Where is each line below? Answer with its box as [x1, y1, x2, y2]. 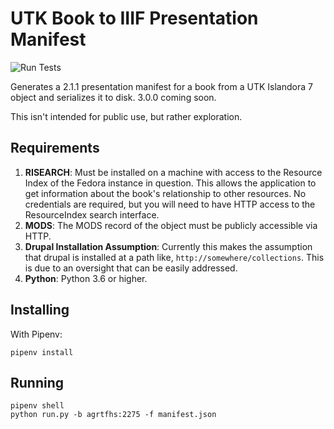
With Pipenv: [10, 328, 63, 340]
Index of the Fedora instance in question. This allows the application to [24, 177, 317, 189]
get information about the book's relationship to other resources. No [24, 187, 307, 199]
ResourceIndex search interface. [24, 208, 160, 221]
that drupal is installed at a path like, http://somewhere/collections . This [24, 251, 325, 263]
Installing [10, 302, 70, 319]
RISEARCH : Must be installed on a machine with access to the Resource [24, 166, 323, 178]
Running [10, 374, 65, 391]
